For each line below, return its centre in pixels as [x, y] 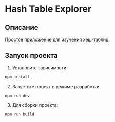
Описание [22, 28]
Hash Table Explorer [48, 9]
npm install [17, 77]
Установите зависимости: [40, 68]
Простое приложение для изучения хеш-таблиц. [57, 39]
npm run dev [17, 96]
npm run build [20, 114]
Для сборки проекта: [35, 105]
